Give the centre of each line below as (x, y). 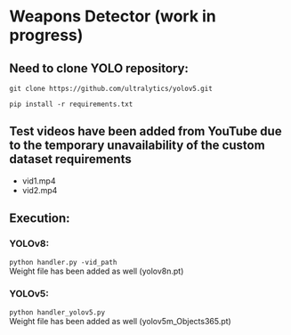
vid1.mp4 (39, 181)
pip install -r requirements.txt (71, 104)
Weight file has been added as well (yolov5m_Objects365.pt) (120, 321)
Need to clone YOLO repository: (99, 68)
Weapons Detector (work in (113, 16)
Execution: (40, 219)
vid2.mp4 (40, 190)
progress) (46, 35)
